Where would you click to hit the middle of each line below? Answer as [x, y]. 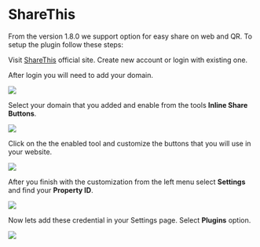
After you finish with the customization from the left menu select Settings [127, 182]
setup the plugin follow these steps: [66, 44]
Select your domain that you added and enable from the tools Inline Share [128, 105]
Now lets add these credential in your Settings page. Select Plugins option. [130, 220]
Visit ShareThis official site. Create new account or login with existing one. [128, 60]
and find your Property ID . [51, 190]
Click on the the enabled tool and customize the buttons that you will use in [130, 143]
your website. [30, 152]
